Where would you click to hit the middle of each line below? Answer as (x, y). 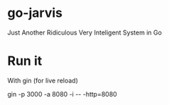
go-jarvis (35, 13)
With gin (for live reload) (43, 80)
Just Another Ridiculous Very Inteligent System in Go (84, 32)
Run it (25, 61)
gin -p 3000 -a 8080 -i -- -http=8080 (62, 94)
